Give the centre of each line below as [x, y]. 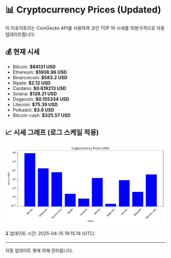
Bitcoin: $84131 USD [34, 67]
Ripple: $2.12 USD [32, 83]
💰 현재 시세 [22, 52]
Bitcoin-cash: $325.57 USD [41, 115]
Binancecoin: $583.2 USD [40, 77]
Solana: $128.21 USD [35, 93]
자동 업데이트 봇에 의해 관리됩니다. [39, 250]
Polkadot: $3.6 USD [33, 110]
